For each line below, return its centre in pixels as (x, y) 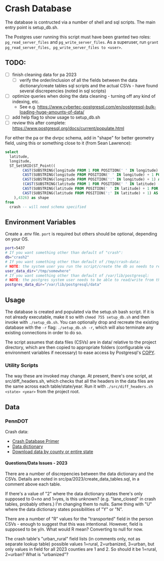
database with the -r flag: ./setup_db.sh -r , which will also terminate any (79, 327)
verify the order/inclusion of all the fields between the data (78, 80)
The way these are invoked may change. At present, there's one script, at (79, 376)
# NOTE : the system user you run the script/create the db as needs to (79, 266)
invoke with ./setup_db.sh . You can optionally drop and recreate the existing (82, 322)
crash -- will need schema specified (48, 207)
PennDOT (17, 421)
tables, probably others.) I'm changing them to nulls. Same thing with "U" (79, 504)
